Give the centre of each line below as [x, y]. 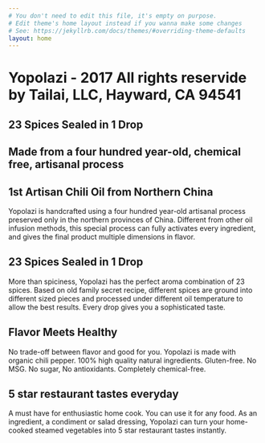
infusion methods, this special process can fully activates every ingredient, [132, 228]
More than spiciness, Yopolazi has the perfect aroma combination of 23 [126, 281]
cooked [21, 430]
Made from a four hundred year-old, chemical [124, 152]
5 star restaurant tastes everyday [94, 394]
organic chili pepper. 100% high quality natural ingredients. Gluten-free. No [132, 360]
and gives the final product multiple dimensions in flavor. [102, 237]
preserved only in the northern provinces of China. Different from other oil [130, 220]
